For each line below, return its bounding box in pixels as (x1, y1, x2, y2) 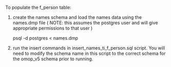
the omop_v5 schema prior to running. (12, 56, 93, 62)
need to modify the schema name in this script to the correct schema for (12, 51, 166, 56)
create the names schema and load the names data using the (12, 14, 142, 20)
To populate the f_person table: (5, 5, 72, 10)
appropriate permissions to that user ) (12, 25, 93, 31)
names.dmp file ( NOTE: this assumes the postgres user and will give (12, 20, 158, 26)
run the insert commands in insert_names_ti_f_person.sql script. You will (12, 45, 165, 51)
